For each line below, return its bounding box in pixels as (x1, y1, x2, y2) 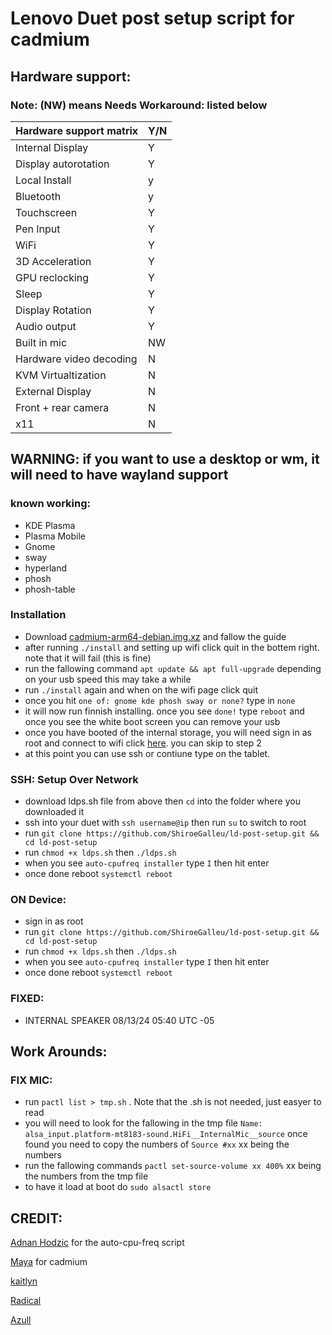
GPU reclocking (15, 270, 90, 284)
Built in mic (15, 335, 68, 349)
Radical (10, 1295, 42, 1307)
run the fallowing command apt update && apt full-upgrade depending (24, 662, 322, 674)
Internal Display (15, 140, 89, 154)
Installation (10, 608, 67, 622)
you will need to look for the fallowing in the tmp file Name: (24, 1117, 263, 1129)
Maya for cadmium (10, 1256, 88, 1268)
